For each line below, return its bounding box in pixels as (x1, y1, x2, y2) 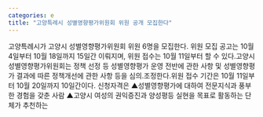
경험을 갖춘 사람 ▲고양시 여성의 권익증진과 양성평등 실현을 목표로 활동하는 (16, 90, 243, 100)
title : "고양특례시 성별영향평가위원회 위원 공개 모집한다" (8, 19, 173, 27)
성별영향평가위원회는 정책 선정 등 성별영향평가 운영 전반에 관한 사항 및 (8, 60, 222, 71)
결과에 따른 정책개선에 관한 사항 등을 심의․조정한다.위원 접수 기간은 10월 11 (16, 71, 243, 80)
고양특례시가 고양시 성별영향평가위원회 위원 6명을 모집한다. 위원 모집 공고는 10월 (8, 41, 254, 51)
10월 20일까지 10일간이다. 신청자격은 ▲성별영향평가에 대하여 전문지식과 (16, 80, 237, 90)
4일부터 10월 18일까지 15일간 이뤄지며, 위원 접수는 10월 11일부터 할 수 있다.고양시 (8, 51, 255, 60)
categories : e (8, 11, 55, 20)
